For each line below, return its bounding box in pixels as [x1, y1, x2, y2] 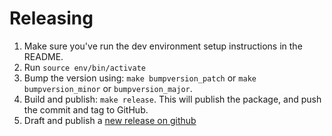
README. [23, 50, 64, 62]
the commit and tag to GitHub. [23, 103, 149, 116]
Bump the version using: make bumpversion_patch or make [23, 72, 257, 84]
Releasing [9, 7, 94, 30]
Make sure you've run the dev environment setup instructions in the [23, 40, 303, 52]
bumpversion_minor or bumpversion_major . [23, 82, 193, 94]
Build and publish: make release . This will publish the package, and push [23, 93, 322, 105]
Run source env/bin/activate [23, 61, 146, 73]
